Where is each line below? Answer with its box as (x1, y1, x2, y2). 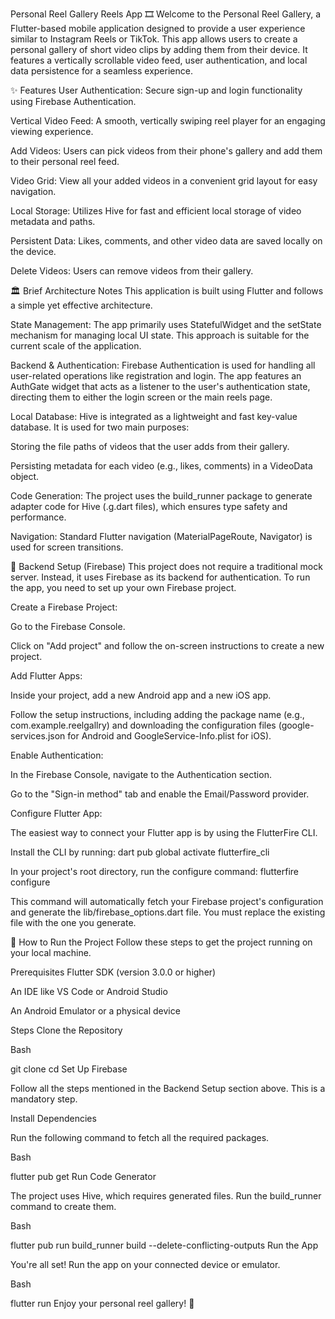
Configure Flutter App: (10, 808, 103, 819)
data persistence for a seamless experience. (10, 65, 193, 77)
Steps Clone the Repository (10, 1024, 123, 1036)
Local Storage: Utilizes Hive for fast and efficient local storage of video (10, 205, 302, 217)
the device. (10, 246, 57, 257)
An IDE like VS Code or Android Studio (10, 986, 168, 997)
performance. (10, 511, 67, 523)
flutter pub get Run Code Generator (10, 1171, 157, 1182)
